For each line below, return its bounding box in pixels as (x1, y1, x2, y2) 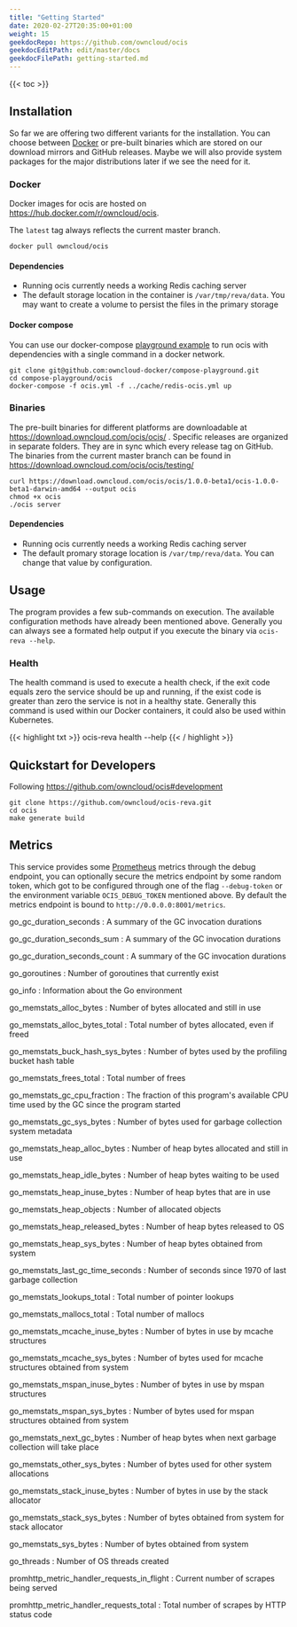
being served (9, 1582, 58, 1592)
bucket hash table (9, 1055, 75, 1066)
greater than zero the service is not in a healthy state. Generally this (9, 696, 257, 707)
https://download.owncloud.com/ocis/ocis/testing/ (9, 459, 194, 470)
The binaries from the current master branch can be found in (9, 450, 231, 461)
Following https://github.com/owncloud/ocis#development (9, 781, 223, 792)
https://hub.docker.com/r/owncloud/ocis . (9, 207, 160, 218)
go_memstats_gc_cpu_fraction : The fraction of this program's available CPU (9, 1090, 289, 1100)
